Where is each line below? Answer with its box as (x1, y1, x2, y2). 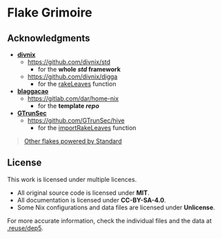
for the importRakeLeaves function (37, 124, 137, 132)
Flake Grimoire (7, 5, 93, 21)
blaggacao (17, 87, 49, 95)
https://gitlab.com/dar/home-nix (27, 94, 119, 103)
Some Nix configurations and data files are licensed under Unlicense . (17, 203, 216, 211)
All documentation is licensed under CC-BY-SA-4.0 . (17, 196, 167, 204)
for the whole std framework (37, 65, 121, 73)
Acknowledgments (7, 32, 91, 44)
